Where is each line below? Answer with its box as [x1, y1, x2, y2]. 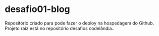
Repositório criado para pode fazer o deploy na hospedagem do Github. [5, 20, 154, 26]
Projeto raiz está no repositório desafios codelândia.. [5, 25, 115, 31]
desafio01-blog [5, 3, 70, 15]
